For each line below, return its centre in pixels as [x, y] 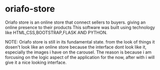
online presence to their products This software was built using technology [80, 27]
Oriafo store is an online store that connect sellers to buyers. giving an [75, 22]
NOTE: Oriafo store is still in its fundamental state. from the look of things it [80, 42]
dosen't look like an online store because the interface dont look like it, [76, 47]
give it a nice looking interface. [36, 62]
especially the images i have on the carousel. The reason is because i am [78, 52]
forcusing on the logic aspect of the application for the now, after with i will [80, 57]
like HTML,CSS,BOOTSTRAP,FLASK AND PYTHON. [56, 32]
